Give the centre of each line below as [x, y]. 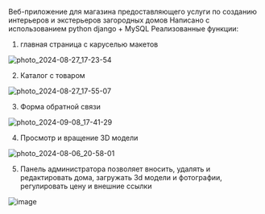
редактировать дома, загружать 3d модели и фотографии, [121, 177]
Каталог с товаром [53, 75]
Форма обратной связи [60, 107]
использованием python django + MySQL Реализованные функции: [124, 29]
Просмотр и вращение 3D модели [79, 138]
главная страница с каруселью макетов [89, 44]
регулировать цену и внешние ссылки [86, 186]
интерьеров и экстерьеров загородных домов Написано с [109, 20]
